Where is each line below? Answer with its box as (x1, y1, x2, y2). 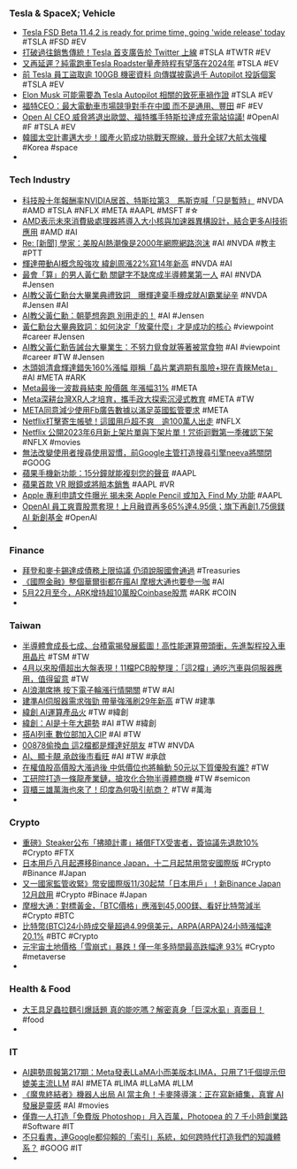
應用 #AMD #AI (21, 227, 78, 237)
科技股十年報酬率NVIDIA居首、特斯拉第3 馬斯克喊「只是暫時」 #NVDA (21, 195, 285, 205)
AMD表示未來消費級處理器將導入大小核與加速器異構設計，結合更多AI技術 (21, 215, 288, 226)
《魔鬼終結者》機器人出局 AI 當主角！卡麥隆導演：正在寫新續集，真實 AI (21, 1089, 285, 1100)
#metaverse (21, 951, 66, 962)
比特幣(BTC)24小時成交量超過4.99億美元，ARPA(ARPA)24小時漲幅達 (21, 921, 272, 932)
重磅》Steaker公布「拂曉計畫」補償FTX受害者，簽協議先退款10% (21, 837, 259, 848)
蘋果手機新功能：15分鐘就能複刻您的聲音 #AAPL (21, 467, 197, 478)
